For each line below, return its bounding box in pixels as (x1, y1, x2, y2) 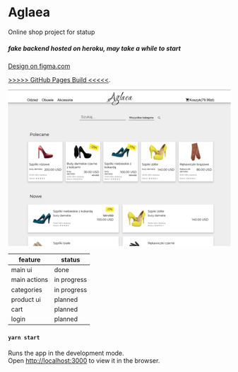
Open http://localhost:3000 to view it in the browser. (8, 356, 160, 365)
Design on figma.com (8, 62, 71, 70)
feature (18, 255, 41, 264)
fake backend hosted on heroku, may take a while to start (8, 44, 181, 52)
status (61, 255, 81, 264)
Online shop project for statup (8, 28, 95, 36)
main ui (11, 266, 32, 274)
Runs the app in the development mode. (8, 349, 124, 357)
